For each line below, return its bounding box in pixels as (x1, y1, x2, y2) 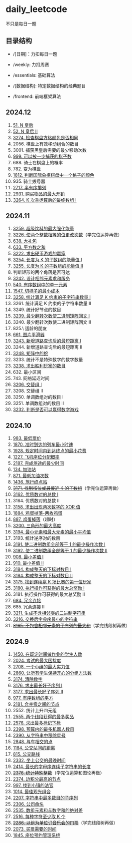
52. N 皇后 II (12, 128, 38, 134)
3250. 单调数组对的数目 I (12, 394, 64, 400)
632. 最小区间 (12, 369, 41, 375)
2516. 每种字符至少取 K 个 (12, 814, 66, 820)
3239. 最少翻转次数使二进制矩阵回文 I (12, 313, 90, 319)
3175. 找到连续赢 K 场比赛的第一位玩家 (12, 579, 92, 585)
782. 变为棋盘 (12, 166, 41, 172)
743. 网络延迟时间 (12, 376, 50, 382)
